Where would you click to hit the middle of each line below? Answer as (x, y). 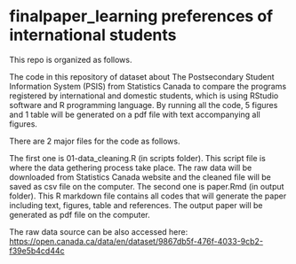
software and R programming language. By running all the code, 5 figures (144, 105)
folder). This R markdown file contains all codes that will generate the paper (148, 196)
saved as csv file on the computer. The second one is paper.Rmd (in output (147, 186)
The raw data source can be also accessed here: (99, 231)
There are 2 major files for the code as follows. (95, 141)
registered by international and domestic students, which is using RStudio (144, 96)
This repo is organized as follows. (71, 59)
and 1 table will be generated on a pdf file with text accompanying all (135, 114)
